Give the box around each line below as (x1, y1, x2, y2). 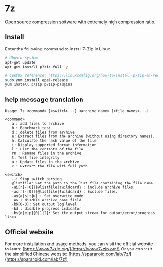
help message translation (5, 96, 83, 104)
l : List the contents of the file (11, 147, 83, 151)
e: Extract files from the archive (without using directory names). (11, 134, 155, 139)
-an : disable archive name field (11, 198, 81, 202)
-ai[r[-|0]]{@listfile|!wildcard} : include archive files (11, 185, 133, 190)
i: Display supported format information (11, 142, 97, 147)
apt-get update (5, 60, 36, 65)
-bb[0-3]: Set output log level (11, 202, 77, 207)
